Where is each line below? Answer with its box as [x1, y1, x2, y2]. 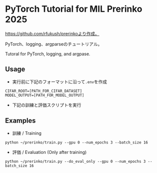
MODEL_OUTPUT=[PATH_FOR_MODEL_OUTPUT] [5, 93, 84, 98]
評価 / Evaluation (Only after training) [12, 149, 87, 155]
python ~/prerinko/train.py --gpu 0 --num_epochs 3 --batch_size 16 [5, 140, 148, 145]
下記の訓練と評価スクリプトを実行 [12, 102, 81, 108]
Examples [5, 117, 36, 125]
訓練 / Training [12, 130, 42, 136]
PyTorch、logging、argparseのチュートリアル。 [5, 41, 102, 47]
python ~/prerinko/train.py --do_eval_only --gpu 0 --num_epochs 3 [5, 159, 146, 164]
